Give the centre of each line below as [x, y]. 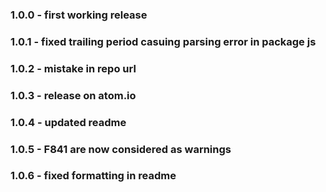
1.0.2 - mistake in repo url [73, 68]
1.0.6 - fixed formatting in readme [93, 176]
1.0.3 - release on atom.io [73, 95]
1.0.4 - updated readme [68, 122]
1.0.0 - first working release [79, 15]
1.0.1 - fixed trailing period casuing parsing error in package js [163, 41]
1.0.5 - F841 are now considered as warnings [121, 149]
